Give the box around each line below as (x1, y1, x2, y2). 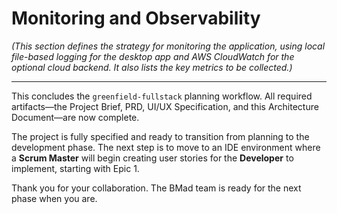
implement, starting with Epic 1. (11, 162, 140, 174)
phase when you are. (11, 192, 98, 204)
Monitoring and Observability (11, 7, 261, 30)
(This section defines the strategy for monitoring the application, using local (11, 40, 326, 52)
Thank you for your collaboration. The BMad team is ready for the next (11, 182, 302, 194)
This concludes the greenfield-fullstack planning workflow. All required (11, 90, 313, 102)
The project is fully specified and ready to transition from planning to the (11, 130, 310, 142)
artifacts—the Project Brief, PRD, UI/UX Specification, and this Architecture (11, 100, 319, 112)
